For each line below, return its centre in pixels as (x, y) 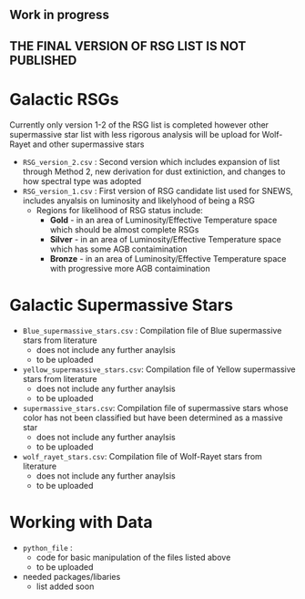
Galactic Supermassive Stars (122, 305)
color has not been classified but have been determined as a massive (153, 418)
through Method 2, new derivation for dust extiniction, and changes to (154, 171)
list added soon (65, 586)
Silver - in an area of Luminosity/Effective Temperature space (166, 239)
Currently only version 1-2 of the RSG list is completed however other (139, 124)
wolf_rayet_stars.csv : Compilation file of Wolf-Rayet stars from (142, 456)
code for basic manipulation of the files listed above (133, 557)
